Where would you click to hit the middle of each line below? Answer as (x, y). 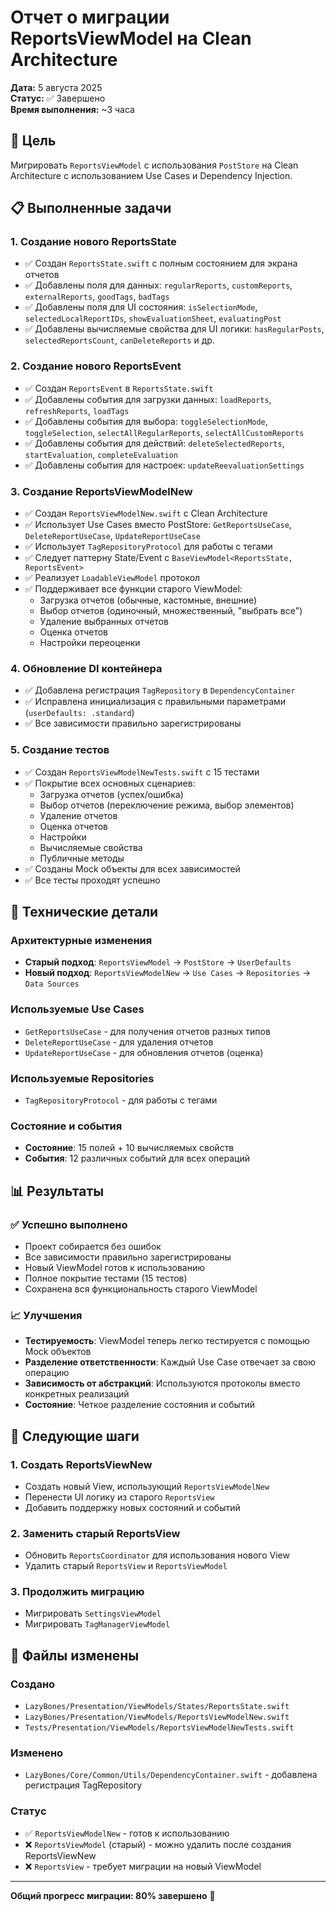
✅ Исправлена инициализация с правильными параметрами (155, 702)
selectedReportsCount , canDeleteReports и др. (119, 340)
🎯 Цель (33, 141)
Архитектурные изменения (81, 940)
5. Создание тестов (60, 750)
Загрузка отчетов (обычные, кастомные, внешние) (148, 600)
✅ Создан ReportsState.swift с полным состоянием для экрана (161, 263)
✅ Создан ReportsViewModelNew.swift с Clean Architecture (146, 513)
